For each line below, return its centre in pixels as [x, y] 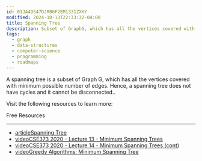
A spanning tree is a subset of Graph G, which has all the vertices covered [98, 79]
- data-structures [35, 46]
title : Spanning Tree [33, 23]
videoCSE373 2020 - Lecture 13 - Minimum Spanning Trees [89, 139]
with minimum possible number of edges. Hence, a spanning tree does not [99, 85]
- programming [29, 56]
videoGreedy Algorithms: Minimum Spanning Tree [77, 151]
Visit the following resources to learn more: [60, 103]
